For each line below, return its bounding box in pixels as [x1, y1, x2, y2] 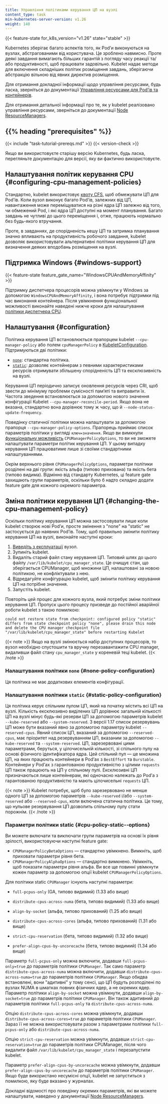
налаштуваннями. [5, 451, 44, 457]
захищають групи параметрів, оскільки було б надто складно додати [5, 477, 154, 483]
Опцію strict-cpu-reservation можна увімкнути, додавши [5, 1036, 129, 1042]
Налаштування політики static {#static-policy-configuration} [5, 691, 162, 698]
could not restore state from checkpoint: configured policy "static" [5, 617, 156, 622]
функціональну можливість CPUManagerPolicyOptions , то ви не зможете [5, 435, 156, 441]
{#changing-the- [105, 497, 159, 505]
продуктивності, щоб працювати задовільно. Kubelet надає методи [14, 61, 158, 67]
